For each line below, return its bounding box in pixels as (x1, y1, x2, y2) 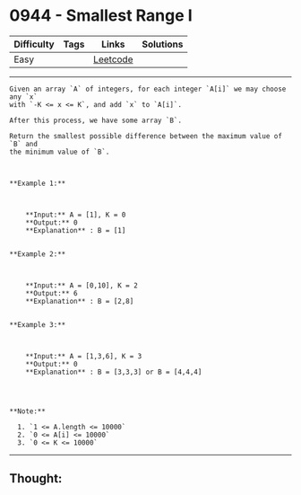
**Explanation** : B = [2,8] (25, 296, 134, 305)
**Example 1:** (9, 179, 66, 188)
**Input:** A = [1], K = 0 (25, 210, 126, 219)
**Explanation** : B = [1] (25, 225, 126, 234)
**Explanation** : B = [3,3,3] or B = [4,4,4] (25, 367, 202, 376)
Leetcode (93, 53, 133, 66)
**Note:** (9, 406, 47, 416)
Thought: (9, 471, 63, 486)
